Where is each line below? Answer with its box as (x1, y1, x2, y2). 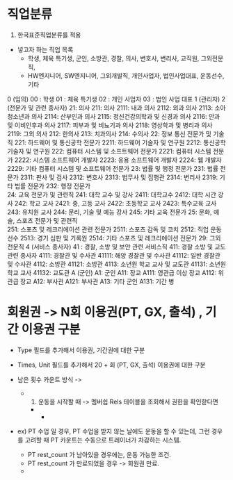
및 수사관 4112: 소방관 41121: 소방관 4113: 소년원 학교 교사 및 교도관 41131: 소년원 (7, 260, 226, 268)
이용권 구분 (21, 322, 81, 338)
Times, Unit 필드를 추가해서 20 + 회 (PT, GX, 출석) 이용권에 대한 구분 (17, 361, 207, 369)
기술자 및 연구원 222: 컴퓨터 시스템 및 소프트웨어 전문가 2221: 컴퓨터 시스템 (7, 147, 211, 155)
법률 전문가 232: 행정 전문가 (14, 181, 91, 190)
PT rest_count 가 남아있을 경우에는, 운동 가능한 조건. (27, 450, 172, 458)
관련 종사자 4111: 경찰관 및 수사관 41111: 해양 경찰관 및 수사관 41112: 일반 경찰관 (7, 251, 220, 259)
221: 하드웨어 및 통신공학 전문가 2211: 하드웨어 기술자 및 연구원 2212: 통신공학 (14, 138, 226, 147)
